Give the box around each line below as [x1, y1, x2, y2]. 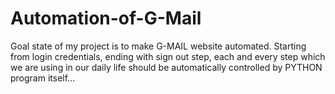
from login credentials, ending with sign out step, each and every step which [10, 50, 326, 62]
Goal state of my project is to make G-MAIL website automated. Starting [10, 40, 307, 52]
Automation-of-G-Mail [10, 7, 202, 30]
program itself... [10, 72, 76, 84]
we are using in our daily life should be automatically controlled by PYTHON [10, 61, 323, 73]
